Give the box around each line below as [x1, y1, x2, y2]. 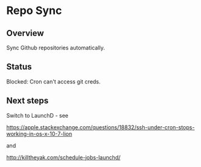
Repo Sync [6, 4, 62, 18]
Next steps [6, 96, 49, 106]
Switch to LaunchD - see [6, 112, 68, 119]
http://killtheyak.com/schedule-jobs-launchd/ [6, 154, 121, 161]
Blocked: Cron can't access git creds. [6, 77, 101, 85]
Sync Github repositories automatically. [6, 44, 105, 51]
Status [6, 62, 32, 72]
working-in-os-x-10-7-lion [6, 130, 72, 137]
